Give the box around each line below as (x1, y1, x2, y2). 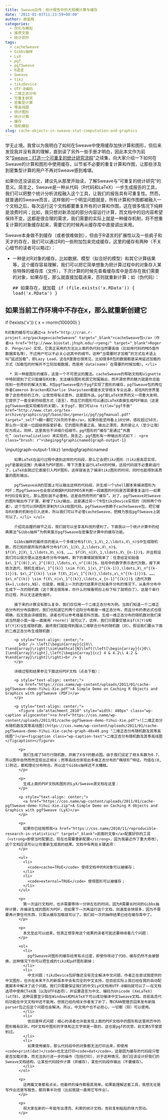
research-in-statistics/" (5, 832, 59, 837)
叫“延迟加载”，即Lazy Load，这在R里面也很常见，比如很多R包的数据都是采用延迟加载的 (5, 357, 161, 362)
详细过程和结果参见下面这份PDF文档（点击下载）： (14, 669, 101, 674)
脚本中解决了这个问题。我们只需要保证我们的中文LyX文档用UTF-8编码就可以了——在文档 (8, 984, 161, 989)
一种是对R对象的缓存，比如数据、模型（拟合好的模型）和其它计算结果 (12, 255, 156, 261)
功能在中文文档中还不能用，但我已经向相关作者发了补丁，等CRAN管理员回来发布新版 (8, 1000, 156, 1005)
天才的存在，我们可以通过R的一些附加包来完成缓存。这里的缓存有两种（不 (5, 238, 157, 245)
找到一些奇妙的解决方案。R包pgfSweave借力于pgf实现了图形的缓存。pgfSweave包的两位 (5, 382, 162, 387)
